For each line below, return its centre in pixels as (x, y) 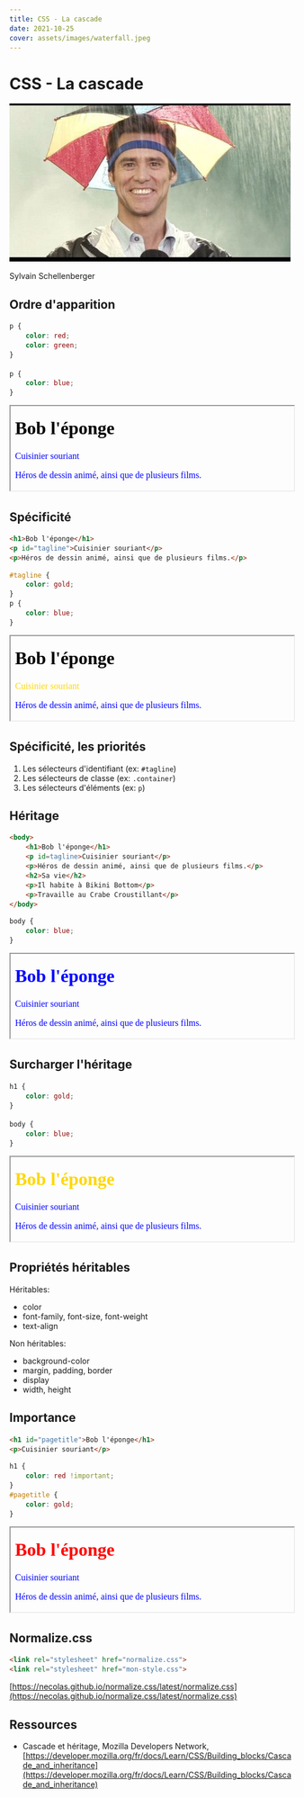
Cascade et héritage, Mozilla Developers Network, (116, 1746)
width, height (47, 1389)
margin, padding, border (67, 1370)
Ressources (44, 1725)
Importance (43, 1418)
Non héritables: (38, 1343)
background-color (56, 1361)
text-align (40, 1326)
